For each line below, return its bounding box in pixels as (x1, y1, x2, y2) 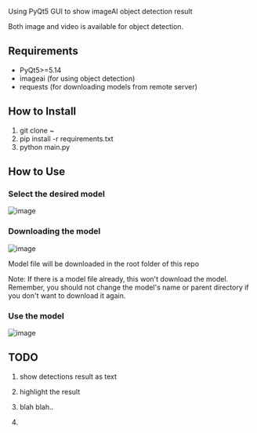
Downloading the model (8, 226, 101, 237)
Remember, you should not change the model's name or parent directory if (8, 282, 249, 292)
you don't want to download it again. (8, 290, 126, 300)
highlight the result (19, 387, 81, 396)
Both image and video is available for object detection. (8, 22, 184, 31)
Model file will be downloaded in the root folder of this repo (8, 259, 200, 268)
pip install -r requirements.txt (19, 133, 114, 144)
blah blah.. (19, 402, 54, 411)
